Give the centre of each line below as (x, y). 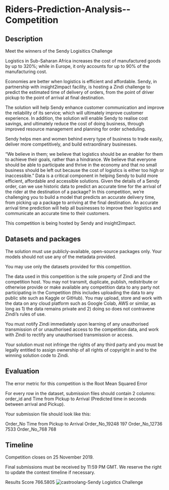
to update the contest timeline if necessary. (50, 472)
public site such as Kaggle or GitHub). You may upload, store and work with (84, 298)
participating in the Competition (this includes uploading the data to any (80, 292)
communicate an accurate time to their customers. (58, 213)
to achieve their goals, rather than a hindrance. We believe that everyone (81, 159)
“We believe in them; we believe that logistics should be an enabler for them (84, 154)
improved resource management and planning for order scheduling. (76, 129)
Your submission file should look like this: (48, 414)
